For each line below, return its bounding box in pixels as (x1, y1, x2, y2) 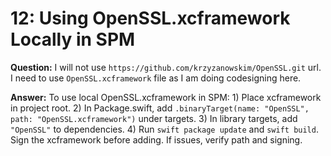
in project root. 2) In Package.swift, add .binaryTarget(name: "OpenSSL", (10, 102, 310, 114)
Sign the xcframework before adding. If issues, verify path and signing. (10, 133, 303, 146)
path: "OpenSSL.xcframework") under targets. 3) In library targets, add (10, 112, 298, 124)
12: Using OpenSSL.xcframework (10, 7, 291, 30)
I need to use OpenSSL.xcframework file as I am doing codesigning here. (10, 72, 302, 84)
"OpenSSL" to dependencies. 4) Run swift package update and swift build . (10, 123, 319, 135)
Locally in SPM (10, 28, 136, 51)
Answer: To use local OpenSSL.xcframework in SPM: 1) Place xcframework (10, 91, 322, 103)
